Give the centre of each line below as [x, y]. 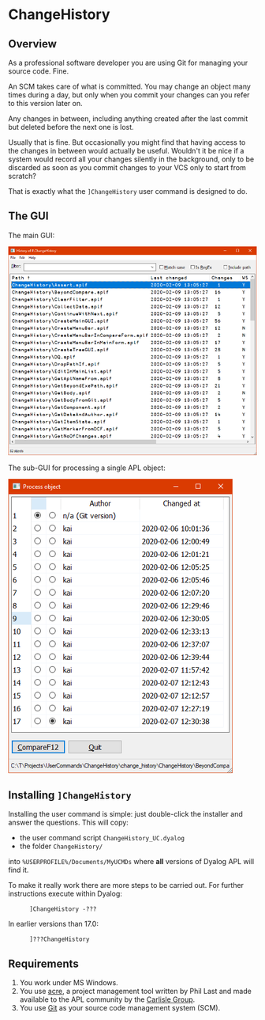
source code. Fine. [39, 71]
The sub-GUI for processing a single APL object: [87, 468]
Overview [33, 44]
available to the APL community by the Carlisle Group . [107, 999]
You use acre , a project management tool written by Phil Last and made [136, 992]
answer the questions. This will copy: [68, 823]
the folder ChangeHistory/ [61, 846]
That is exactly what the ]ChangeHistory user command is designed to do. [128, 191]
